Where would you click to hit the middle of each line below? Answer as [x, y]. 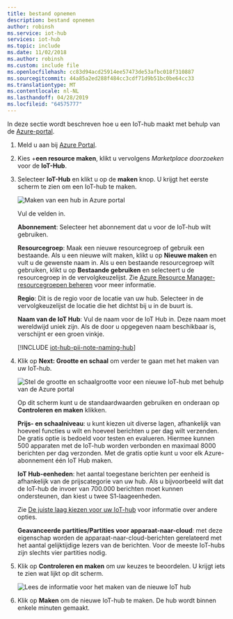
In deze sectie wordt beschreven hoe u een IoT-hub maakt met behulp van [114, 124]
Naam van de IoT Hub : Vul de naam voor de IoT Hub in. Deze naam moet [121, 319]
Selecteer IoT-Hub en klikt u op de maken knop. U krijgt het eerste [113, 179]
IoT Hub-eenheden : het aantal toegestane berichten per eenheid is [113, 474]
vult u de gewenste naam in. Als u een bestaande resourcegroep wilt [115, 262]
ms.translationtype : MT [42, 85]
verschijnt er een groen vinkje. [61, 334]
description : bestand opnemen [51, 20]
